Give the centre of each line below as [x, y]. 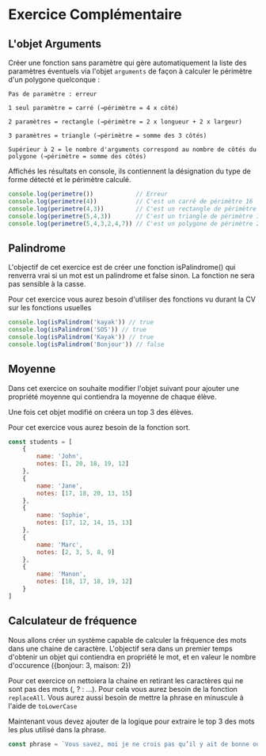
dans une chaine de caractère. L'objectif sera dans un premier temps [121, 648]
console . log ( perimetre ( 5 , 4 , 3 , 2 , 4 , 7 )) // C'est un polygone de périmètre [131, 223]
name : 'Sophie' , [63, 515]
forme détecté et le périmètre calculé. [70, 179]
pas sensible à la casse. [47, 284]
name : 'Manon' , [62, 574]
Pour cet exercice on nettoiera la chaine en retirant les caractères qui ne [126, 680]
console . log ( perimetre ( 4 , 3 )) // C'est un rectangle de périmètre [133, 209]
